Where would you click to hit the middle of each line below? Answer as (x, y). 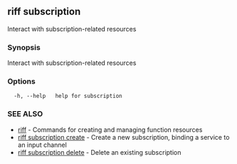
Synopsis (24, 47)
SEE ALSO (25, 114)
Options (21, 81)
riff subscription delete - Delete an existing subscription (99, 152)
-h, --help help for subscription (68, 96)
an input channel (42, 145)
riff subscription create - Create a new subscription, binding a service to (123, 137)
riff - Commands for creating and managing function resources (110, 129)
